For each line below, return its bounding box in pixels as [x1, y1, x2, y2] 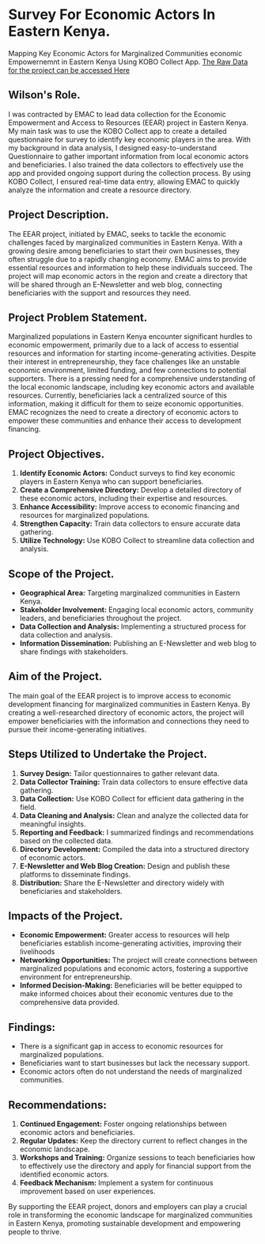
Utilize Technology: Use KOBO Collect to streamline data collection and [19, 536, 255, 546]
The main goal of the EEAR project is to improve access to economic [8, 690, 232, 700]
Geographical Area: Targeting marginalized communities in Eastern [19, 588, 240, 597]
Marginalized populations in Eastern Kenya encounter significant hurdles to [8, 332, 253, 341]
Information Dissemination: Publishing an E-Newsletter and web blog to [19, 639, 257, 648]
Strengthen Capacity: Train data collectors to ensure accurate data [19, 519, 241, 528]
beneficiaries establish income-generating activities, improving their [19, 938, 242, 948]
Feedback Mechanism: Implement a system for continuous [19, 1178, 214, 1188]
